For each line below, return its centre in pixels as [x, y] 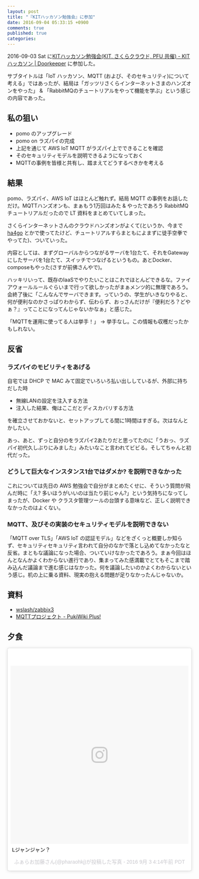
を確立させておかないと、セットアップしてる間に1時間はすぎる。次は [90, 420]
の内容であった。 [28, 98]
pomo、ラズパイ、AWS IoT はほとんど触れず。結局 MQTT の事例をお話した [98, 198]
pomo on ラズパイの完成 [45, 141]
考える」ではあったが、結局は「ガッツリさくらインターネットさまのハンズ [97, 83]
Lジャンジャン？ [31, 850]
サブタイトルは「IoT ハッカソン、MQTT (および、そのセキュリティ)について [98, 76]
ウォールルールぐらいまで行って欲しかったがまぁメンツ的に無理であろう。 [102, 287]
